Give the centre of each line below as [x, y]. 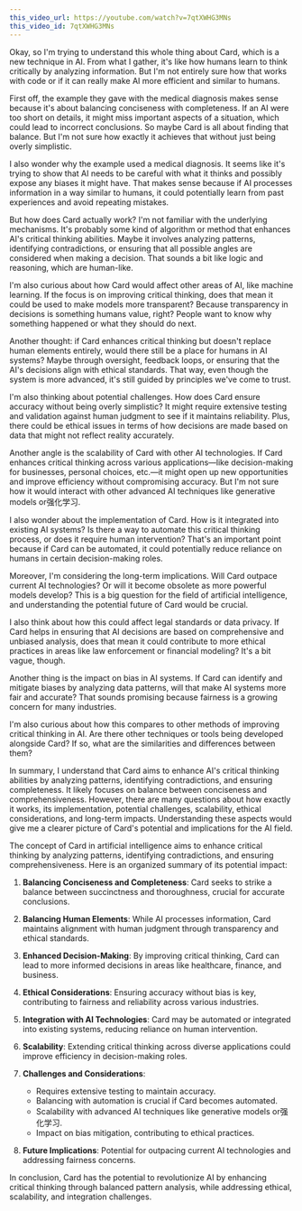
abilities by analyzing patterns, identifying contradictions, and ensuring [141, 780]
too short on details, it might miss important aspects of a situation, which [144, 117]
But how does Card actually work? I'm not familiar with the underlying [138, 219]
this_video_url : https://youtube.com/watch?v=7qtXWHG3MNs [120, 18]
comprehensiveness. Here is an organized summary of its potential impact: [148, 864]
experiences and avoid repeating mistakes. [89, 202]
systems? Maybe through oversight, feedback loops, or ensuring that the [145, 360]
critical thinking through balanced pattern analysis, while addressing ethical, [151, 1187]
